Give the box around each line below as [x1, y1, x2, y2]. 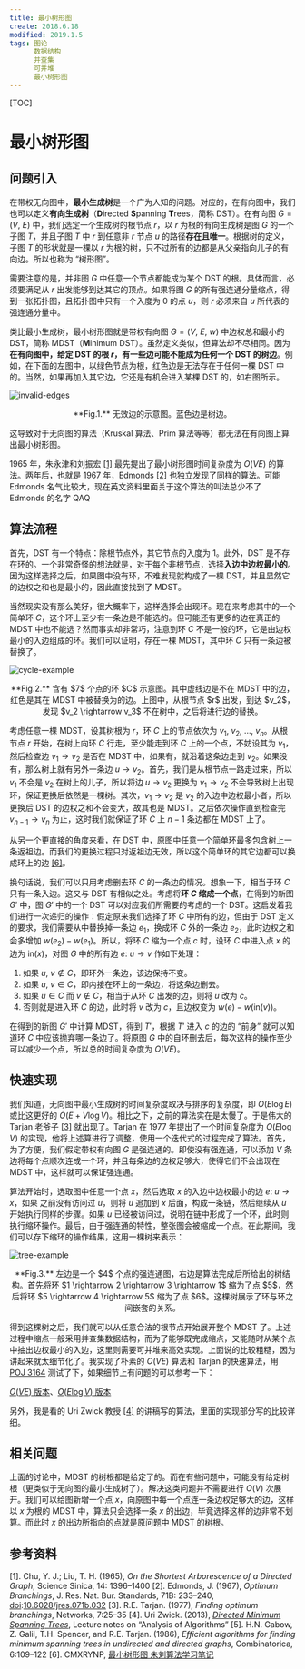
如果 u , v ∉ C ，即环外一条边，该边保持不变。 [22, 967, 192, 978]
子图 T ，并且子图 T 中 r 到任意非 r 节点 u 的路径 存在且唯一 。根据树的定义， [9, 231, 290, 242]
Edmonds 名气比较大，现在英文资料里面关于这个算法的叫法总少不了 [9, 480, 261, 491]
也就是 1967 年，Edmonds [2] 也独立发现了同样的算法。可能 [56, 469, 281, 480]
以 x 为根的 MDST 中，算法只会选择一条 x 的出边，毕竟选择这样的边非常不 [9, 1506, 286, 1516]
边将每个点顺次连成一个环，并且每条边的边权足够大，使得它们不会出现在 [9, 1155, 280, 1166]
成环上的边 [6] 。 [9, 857, 71, 868]
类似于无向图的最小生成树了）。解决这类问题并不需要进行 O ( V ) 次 [33, 1483, 274, 1494]
